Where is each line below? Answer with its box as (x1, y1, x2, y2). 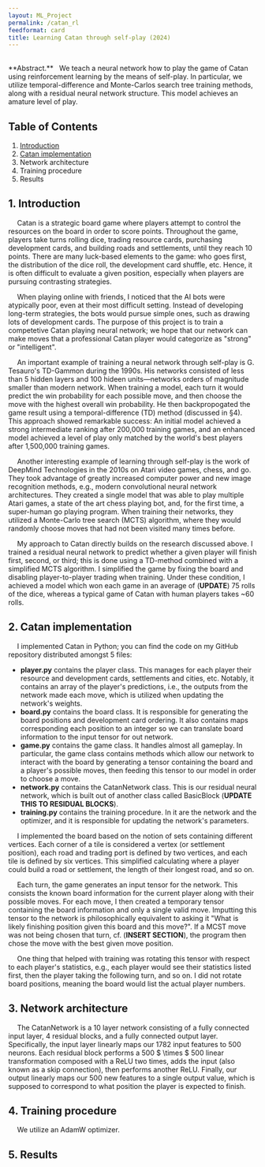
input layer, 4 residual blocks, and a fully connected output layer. (8, 1031, 218, 1041)
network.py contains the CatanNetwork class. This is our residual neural (21, 782, 257, 792)
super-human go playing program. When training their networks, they (8, 506, 234, 516)
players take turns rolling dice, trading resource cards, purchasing (8, 234, 222, 244)
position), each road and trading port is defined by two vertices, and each (8, 848, 248, 857)
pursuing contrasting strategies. (8, 277, 112, 286)
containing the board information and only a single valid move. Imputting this (8, 904, 257, 915)
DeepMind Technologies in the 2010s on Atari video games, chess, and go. (8, 464, 252, 474)
